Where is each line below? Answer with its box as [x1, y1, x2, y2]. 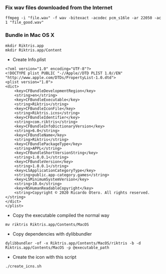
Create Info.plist [12, 56, 46, 62]
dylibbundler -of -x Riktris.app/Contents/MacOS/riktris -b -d [5, 241, 141, 246]
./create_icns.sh [5, 263, 42, 269]
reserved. [129, 190, 150, 195]
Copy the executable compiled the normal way [12, 212, 109, 218]
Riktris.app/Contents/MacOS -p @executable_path [5, 245, 109, 250]
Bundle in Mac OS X [5, 32, 54, 39]
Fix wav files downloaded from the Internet [5, 4, 113, 11]
